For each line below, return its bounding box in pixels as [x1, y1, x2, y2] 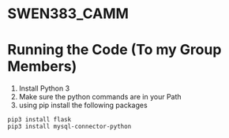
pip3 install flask [7, 116, 72, 124]
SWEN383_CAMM [7, 5, 130, 23]
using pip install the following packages [18, 100, 148, 110]
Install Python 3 [18, 84, 70, 93]
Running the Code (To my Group [7, 41, 222, 59]
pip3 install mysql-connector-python [7, 123, 132, 131]
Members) [7, 58, 77, 76]
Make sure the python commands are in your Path [18, 92, 182, 102]
